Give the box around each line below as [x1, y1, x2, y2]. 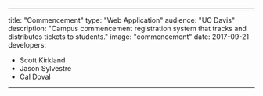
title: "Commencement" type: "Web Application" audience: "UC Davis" [8, 16, 236, 24]
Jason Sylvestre [19, 64, 72, 73]
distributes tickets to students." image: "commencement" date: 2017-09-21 [8, 32, 249, 41]
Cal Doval [19, 72, 51, 81]
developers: [8, 41, 47, 49]
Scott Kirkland [19, 55, 66, 65]
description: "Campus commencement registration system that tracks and [8, 24, 247, 33]
